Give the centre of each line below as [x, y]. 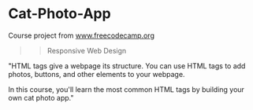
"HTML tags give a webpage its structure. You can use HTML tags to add [127, 66]
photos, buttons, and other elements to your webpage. [97, 74]
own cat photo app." [41, 97]
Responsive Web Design [87, 50]
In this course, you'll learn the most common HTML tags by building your [126, 89]
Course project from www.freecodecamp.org [82, 35]
